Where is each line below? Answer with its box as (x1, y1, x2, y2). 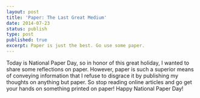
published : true (6, 37, 47, 43)
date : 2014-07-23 (6, 20, 50, 26)
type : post (6, 31, 34, 38)
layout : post (6, 8, 39, 15)
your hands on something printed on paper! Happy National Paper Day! (6, 85, 184, 92)
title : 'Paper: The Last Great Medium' (6, 15, 107, 21)
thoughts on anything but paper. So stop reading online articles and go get (6, 78, 192, 85)
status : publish (6, 25, 47, 32)
